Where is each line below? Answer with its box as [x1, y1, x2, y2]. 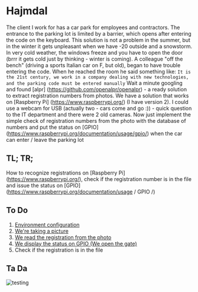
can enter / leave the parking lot [6, 136, 84, 143]
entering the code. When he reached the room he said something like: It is [6, 68, 191, 75]
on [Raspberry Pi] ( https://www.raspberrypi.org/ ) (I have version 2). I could [6, 98, 189, 105]
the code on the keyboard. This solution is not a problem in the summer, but [6, 36, 191, 43]
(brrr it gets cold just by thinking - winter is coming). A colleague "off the [6, 55, 183, 62]
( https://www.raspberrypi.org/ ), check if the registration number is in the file [6, 175, 192, 182]
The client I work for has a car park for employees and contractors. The [6, 24, 180, 31]
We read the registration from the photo [14, 233, 112, 241]
